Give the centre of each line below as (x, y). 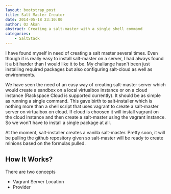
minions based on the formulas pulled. (45, 143)
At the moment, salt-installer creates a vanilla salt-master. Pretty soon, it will (85, 132)
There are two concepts (31, 172)
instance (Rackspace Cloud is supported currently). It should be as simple (83, 95)
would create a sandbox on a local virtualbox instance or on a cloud (76, 90)
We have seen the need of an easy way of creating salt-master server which (86, 84)
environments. (20, 75)
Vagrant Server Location (38, 181)
